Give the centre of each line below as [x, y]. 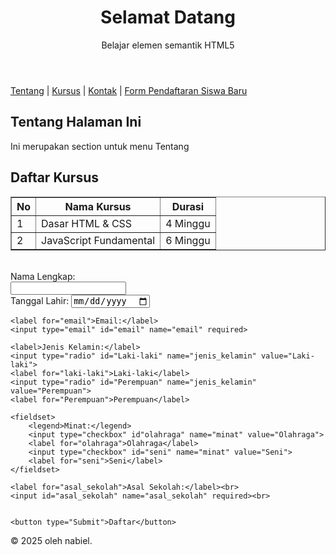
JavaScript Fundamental [98, 240]
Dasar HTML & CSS [87, 223]
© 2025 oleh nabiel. [51, 540]
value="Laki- [287, 356]
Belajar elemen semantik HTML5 [168, 45]
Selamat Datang [168, 17]
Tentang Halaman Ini [76, 122]
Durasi [188, 206]
